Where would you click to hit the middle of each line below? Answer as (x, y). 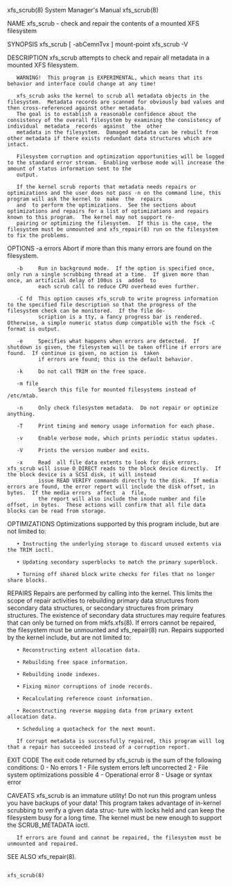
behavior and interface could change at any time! (82, 84)
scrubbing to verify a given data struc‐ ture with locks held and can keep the (116, 810)
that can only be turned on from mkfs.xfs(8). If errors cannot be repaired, (111, 623)
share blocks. (28, 580)
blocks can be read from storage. (57, 511)
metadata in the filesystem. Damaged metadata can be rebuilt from (117, 132)
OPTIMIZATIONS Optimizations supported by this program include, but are (113, 524)
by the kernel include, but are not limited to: (69, 637)
